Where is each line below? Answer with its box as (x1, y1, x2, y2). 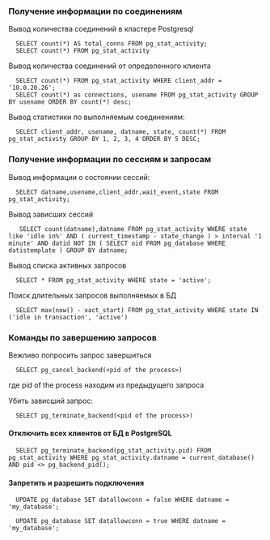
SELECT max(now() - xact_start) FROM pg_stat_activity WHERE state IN (15, 306, 259, 314)
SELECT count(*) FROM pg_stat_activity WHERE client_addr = (15, 77, 222, 85)
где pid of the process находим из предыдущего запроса (8, 379, 205, 390)
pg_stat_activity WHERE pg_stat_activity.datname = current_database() (8, 454, 255, 462)
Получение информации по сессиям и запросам (8, 154, 212, 165)
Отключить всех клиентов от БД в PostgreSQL (8, 428, 172, 439)
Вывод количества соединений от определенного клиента (8, 61, 212, 71)
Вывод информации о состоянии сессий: (8, 172, 150, 182)
